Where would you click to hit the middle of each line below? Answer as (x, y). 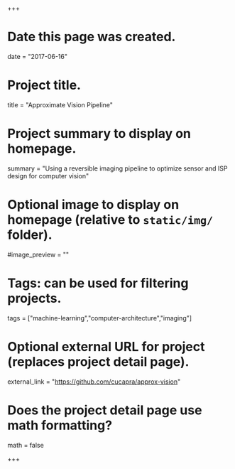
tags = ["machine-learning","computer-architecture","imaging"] (100, 318)
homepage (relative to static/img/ (110, 220)
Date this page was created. (92, 37)
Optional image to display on (93, 205)
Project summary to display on (99, 134)
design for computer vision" (48, 176)
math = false (26, 445)
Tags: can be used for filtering (98, 283)
